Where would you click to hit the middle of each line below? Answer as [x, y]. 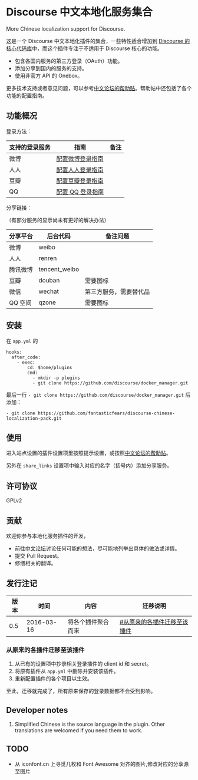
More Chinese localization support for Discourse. [66, 29]
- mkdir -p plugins [56, 378]
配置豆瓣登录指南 [80, 180]
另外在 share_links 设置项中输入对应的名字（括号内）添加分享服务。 [89, 466]
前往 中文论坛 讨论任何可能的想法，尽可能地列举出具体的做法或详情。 [97, 548]
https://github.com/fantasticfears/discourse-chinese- [106, 413]
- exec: [26, 362]
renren [48, 258]
